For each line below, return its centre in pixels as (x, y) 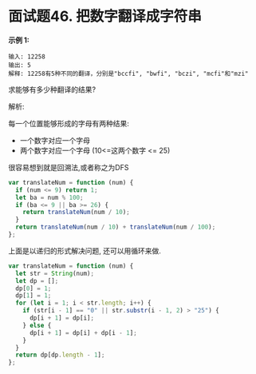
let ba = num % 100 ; (49, 197)
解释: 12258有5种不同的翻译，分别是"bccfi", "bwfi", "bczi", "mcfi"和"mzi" (128, 74)
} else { (37, 325)
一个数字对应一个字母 (55, 140)
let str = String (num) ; (55, 273)
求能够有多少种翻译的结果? (52, 90)
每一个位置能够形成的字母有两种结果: (69, 123)
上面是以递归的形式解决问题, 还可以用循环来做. (85, 251)
